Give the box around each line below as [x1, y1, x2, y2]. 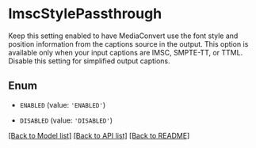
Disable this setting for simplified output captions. [8, 56, 170, 66]
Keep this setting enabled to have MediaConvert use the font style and [8, 31, 239, 40]
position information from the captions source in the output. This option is [8, 39, 249, 48]
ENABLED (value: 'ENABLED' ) [19, 100, 105, 109]
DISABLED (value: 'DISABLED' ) [19, 116, 113, 125]
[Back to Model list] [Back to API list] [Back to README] [8, 131, 190, 140]
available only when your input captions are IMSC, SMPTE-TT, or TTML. [8, 47, 243, 57]
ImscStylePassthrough [8, 5, 162, 23]
